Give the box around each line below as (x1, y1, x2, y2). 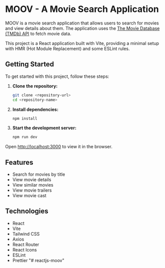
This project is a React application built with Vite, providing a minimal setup (5, 40, 160, 46)
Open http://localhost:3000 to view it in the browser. (5, 144, 113, 150)
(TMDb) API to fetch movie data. (5, 30, 71, 36)
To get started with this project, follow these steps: (5, 73, 110, 79)
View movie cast (12, 193, 46, 199)
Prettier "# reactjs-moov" (12, 257, 65, 263)
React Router (12, 241, 39, 248)
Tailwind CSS (12, 231, 40, 237)
